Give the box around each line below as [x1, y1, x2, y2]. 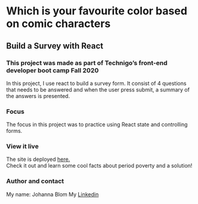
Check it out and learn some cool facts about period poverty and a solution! [6, 162, 193, 169]
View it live [6, 142, 39, 151]
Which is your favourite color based [6, 4, 187, 18]
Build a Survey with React [6, 41, 103, 51]
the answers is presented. [6, 92, 70, 99]
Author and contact [6, 177, 65, 185]
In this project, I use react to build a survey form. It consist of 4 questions [6, 80, 187, 87]
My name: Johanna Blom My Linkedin [6, 190, 99, 198]
